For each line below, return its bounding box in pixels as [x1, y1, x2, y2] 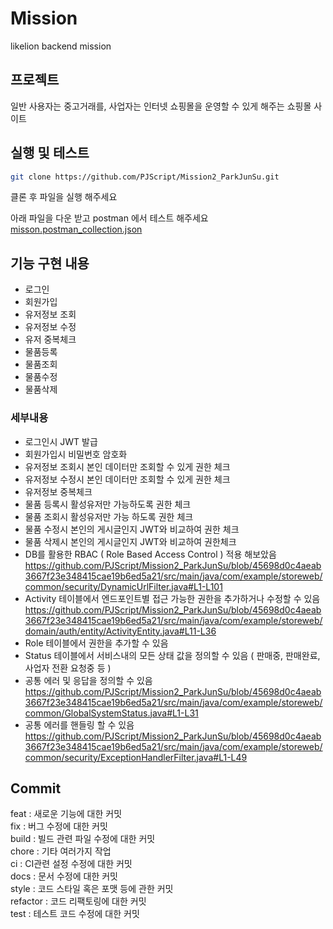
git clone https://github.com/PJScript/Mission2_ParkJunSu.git [10, 172, 280, 182]
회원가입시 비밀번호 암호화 [24, 448, 128, 460]
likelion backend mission [10, 40, 112, 52]
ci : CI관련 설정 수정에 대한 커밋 [10, 858, 133, 870]
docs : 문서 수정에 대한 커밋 [10, 870, 118, 882]
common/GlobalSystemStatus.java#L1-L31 [24, 707, 199, 719]
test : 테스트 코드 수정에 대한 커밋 [10, 908, 140, 920]
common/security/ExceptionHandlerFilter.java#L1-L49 [24, 751, 248, 763]
